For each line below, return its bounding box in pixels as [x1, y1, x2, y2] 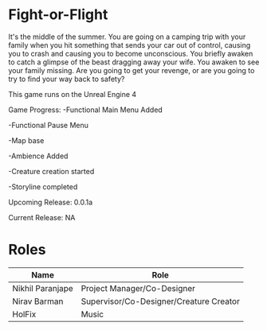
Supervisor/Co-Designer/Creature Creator [80, 296, 241, 307]
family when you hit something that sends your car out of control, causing [8, 40, 251, 49]
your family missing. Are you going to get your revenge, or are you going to [8, 65, 255, 75]
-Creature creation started [8, 166, 95, 176]
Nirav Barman [12, 296, 64, 307]
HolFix [12, 309, 37, 320]
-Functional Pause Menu [8, 120, 89, 130]
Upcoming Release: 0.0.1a [8, 197, 93, 207]
